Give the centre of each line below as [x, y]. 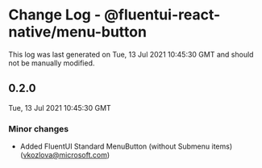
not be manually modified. [52, 63]
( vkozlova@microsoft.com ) [65, 155]
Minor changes [39, 128]
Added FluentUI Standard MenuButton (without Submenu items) [126, 146]
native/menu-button [78, 32]
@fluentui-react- [162, 15]
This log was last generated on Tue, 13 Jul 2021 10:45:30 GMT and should [131, 54]
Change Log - [55, 15]
